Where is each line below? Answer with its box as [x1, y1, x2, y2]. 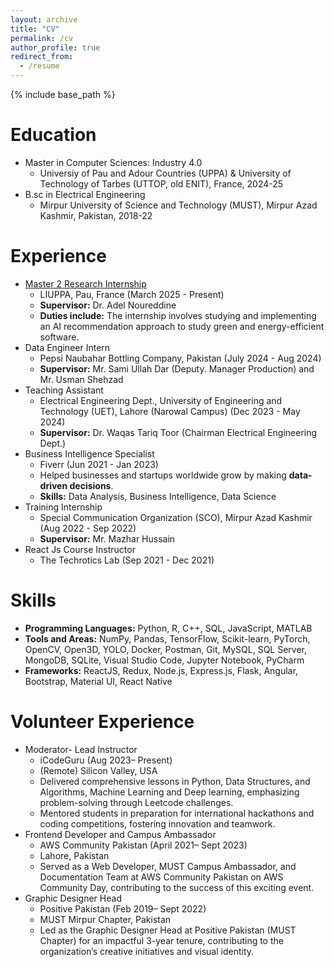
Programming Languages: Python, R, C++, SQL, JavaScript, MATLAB [24, 622, 313, 634]
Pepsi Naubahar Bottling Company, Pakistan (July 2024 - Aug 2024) [39, 352, 322, 364]
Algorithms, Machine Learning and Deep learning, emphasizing [39, 786, 300, 798]
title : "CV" [10, 24, 60, 34]
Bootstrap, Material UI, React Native [24, 675, 173, 687]
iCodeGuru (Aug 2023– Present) [39, 754, 173, 766]
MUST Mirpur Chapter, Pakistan [39, 913, 172, 925]
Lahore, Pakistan [39, 849, 110, 861]
